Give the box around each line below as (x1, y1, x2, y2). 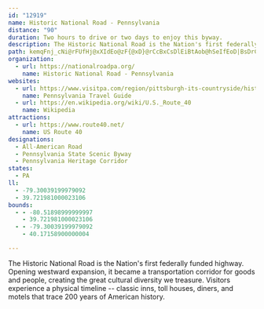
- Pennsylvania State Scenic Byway (15, 150, 132, 158)
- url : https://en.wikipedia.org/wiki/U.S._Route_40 (15, 99, 192, 107)
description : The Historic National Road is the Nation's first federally (8, 41, 258, 49)
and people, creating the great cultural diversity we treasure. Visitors (8, 275, 230, 285)
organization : (8, 56, 55, 64)
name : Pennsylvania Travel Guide (22, 92, 132, 100)
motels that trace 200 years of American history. (8, 292, 165, 301)
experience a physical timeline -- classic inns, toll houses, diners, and (8, 283, 234, 293)
